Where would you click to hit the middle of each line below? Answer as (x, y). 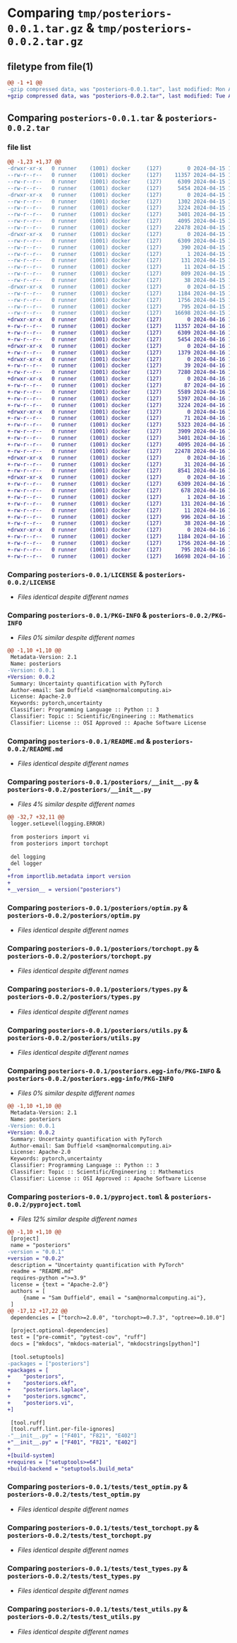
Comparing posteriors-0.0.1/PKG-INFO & (77, 615)
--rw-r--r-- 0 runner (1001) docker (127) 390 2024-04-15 (116, 247)
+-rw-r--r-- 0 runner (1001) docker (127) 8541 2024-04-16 (116, 471)
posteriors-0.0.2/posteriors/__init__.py (79, 790)
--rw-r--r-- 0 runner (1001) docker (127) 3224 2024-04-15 (116, 208)
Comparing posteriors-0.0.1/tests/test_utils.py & (98, 1609)
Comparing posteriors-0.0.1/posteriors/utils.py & (98, 1030)
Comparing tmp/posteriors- (90, 13)
